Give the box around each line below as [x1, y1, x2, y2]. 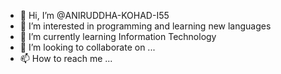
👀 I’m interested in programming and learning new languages [19, 20, 272, 32]
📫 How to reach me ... [19, 53, 113, 64]
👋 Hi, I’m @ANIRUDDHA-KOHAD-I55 [19, 10, 170, 21]
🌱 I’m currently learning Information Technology [19, 31, 217, 42]
